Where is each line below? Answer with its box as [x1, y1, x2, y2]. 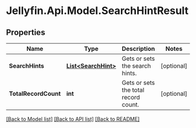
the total [121, 86, 145, 94]
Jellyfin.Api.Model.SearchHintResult [6, 4, 189, 18]
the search [121, 62, 152, 70]
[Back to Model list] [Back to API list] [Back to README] [6, 116, 140, 122]
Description [121, 45, 155, 53]
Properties [6, 27, 45, 37]
